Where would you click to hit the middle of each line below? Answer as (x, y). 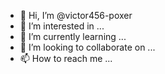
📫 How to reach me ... (66, 58)
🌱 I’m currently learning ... (73, 36)
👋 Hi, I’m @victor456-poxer (76, 15)
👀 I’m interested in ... (62, 26)
